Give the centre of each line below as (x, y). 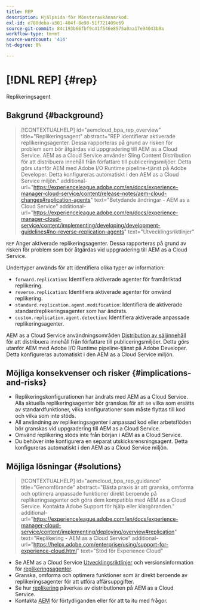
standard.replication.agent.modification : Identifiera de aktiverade (99, 304)
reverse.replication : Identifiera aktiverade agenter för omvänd (93, 292)
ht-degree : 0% (24, 45)
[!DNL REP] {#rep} (52, 80)
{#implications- (161, 373)
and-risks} (27, 383)
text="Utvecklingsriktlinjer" (161, 232)
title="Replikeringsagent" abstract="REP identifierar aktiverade (98, 136)
